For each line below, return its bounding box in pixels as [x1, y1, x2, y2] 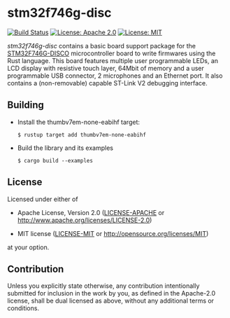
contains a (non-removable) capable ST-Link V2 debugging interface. [7, 78, 208, 87]
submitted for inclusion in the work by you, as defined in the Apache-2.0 [7, 289, 215, 298]
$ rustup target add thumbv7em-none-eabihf [17, 131, 147, 138]
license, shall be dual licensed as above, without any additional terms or [7, 296, 215, 305]
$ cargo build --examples [17, 157, 93, 164]
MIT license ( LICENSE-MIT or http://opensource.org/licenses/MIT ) [17, 229, 209, 237]
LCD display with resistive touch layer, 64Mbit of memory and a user [7, 64, 205, 72]
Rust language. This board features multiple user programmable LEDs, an [7, 56, 219, 64]
